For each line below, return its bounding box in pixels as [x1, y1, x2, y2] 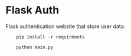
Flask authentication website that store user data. [5, 23, 126, 30]
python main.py [16, 44, 54, 50]
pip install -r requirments [16, 34, 85, 40]
